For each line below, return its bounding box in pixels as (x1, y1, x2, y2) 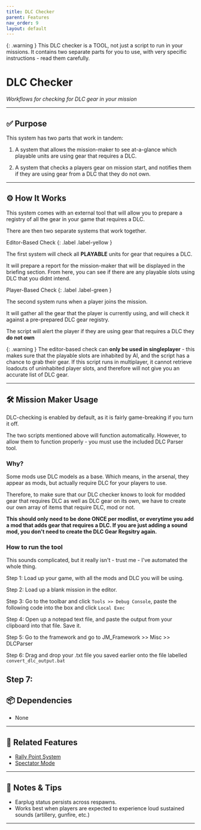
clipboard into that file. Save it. (6, 622, 81, 629)
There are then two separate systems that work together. (6, 227, 147, 234)
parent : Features (6, 14, 50, 20)
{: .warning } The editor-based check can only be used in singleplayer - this (6, 345, 195, 352)
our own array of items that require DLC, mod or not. (6, 503, 136, 511)
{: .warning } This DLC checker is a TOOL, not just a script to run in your (6, 42, 184, 49)
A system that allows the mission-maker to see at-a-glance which (14, 146, 177, 153)
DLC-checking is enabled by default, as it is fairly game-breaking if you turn (6, 414, 193, 421)
